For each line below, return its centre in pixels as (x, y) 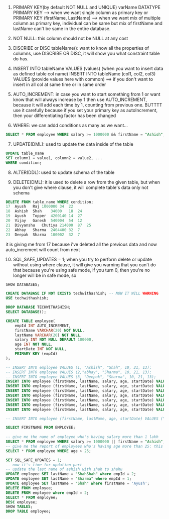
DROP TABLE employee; (28, 511)
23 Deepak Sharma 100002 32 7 (43, 235)
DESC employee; (22, 502)
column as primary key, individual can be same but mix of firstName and (88, 23)
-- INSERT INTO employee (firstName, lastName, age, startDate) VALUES (82, 419)
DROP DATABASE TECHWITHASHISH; (38, 307)
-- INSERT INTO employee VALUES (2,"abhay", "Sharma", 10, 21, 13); (79, 372)
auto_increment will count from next (43, 249)
